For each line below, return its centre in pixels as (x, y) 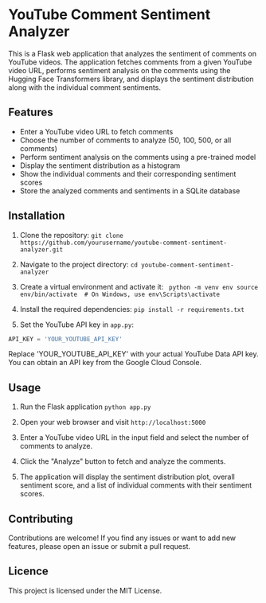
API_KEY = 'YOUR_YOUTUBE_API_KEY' (66, 339)
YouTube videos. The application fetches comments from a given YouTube (130, 62)
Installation (37, 216)
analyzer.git (41, 249)
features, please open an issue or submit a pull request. (100, 547)
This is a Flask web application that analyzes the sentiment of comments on (133, 53)
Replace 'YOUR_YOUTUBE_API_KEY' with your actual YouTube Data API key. (133, 354)
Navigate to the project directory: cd (78, 264)
